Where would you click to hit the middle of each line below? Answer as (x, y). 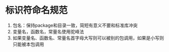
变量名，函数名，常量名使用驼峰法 (48, 31)
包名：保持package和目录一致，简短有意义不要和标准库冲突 (75, 25)
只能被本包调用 (28, 44)
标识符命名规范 (37, 10)
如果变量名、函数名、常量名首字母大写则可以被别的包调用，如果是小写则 (88, 38)
